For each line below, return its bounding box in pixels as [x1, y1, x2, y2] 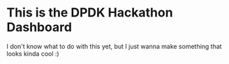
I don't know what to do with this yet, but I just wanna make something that [6, 42, 222, 50]
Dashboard [6, 19, 73, 35]
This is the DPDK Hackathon [6, 5, 173, 21]
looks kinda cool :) [6, 50, 60, 58]
